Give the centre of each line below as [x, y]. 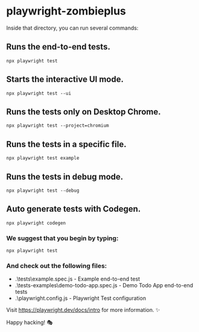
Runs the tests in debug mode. [65, 177]
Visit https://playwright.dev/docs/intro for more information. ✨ [83, 310]
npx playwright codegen [36, 223]
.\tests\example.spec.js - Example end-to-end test [77, 279]
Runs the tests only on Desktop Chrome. [84, 112]
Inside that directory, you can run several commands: [72, 28]
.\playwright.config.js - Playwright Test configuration [81, 298]
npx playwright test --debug [43, 190]
